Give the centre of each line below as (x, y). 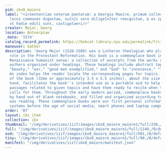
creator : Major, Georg (28, 28)
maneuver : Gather (23, 46)
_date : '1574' (20, 38)
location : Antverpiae (27, 33)
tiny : (11, 138)
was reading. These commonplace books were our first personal (76, 102)
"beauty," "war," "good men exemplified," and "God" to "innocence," (83, 70)
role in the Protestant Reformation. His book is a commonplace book (83, 56)
